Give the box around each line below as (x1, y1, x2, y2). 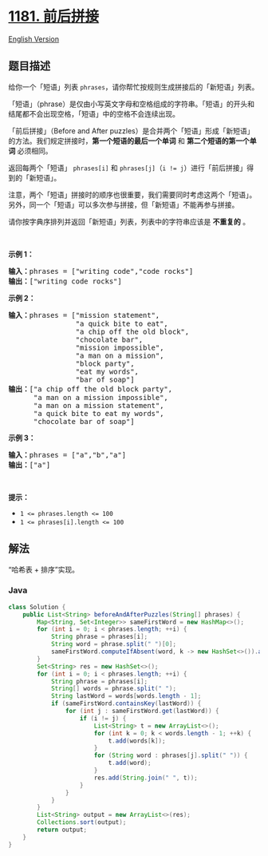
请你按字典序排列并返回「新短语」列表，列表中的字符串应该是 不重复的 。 (8, 216, 250, 226)
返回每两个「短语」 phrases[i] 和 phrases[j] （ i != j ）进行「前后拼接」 (8, 163, 247, 172)
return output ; (37, 826, 88, 834)
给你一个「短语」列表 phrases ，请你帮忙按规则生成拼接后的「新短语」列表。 (8, 81, 259, 92)
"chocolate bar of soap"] (33, 417, 135, 426)
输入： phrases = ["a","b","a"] (8, 450, 126, 459)
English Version (8, 34, 60, 44)
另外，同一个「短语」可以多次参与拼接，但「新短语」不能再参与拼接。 (8, 200, 239, 209)
